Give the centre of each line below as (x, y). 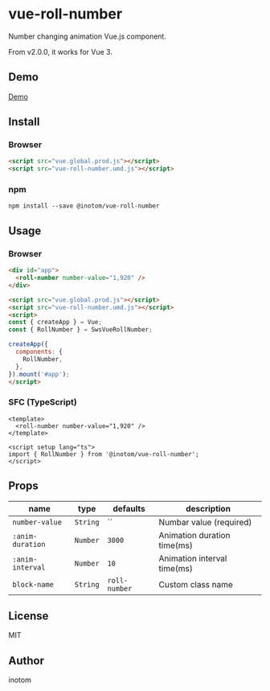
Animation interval (193, 558)
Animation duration (194, 535)
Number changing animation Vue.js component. (88, 36)
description (209, 508)
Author (26, 660)
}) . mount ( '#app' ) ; (39, 374)
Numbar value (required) (205, 522)
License (29, 616)
